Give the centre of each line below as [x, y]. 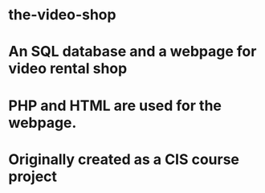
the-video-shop [62, 15]
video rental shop [68, 69]
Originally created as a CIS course [124, 159]
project [33, 177]
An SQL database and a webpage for [132, 52]
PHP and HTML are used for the [115, 105]
